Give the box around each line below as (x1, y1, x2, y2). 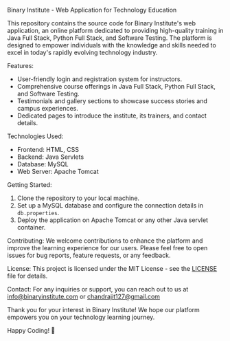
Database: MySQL (16, 160, 69, 168)
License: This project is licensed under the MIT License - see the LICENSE (7, 265, 218, 272)
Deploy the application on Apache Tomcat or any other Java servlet (16, 216, 208, 224)
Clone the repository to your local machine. (16, 194, 139, 202)
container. (16, 223, 46, 231)
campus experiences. (16, 104, 79, 112)
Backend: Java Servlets (16, 153, 84, 161)
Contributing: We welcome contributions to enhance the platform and (7, 236, 203, 245)
